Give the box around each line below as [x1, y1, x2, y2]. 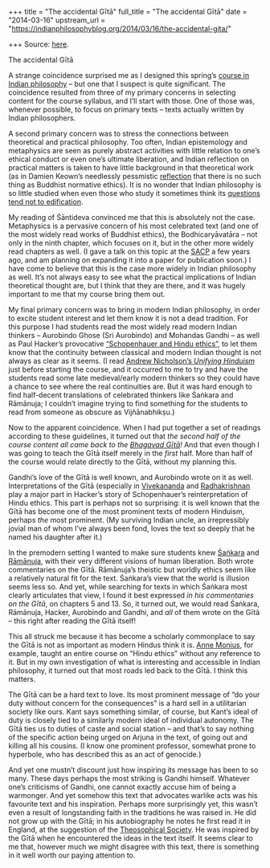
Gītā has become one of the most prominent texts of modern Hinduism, [8, 507, 245, 516]
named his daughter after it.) [8, 532, 103, 541]
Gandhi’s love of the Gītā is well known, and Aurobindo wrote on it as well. [8, 473, 253, 482]
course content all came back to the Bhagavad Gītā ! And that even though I [8, 440, 260, 449]
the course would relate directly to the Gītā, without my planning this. [8, 457, 237, 467]
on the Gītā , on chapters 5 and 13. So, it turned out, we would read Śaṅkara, [8, 599, 260, 609]
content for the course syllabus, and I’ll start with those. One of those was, [8, 96, 256, 105]
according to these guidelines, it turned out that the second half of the [8, 431, 241, 441]
